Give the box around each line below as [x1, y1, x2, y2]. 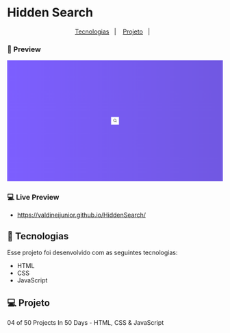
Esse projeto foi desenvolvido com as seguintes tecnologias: [7, 248, 178, 257]
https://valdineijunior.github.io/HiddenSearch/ [16, 211, 146, 219]
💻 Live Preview [7, 193, 60, 202]
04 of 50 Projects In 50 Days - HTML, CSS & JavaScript [7, 319, 164, 327]
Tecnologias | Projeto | [75, 27, 151, 36]
